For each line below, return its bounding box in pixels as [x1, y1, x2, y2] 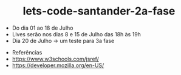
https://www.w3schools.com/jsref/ [12, 55, 99, 62]
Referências [12, 48, 43, 56]
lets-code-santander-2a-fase [22, 4, 176, 18]
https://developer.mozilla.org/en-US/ [12, 62, 104, 69]
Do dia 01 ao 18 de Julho [12, 24, 73, 31]
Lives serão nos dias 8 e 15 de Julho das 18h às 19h [12, 30, 142, 37]
